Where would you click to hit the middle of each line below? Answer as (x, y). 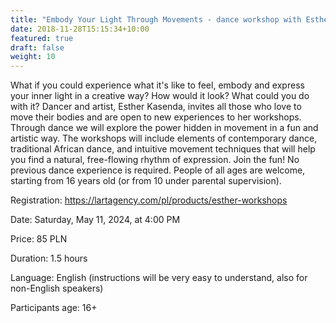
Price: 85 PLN (39, 239)
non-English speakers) (57, 288)
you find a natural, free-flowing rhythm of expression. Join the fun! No (155, 160)
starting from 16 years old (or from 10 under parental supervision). (146, 181)
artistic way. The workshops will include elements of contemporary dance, (164, 138)
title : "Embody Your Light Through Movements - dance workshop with (156, 19)
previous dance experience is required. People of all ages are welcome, (158, 170)
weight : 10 (33, 57)
